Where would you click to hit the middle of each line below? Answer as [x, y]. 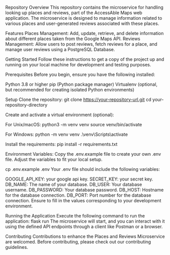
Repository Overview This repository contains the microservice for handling [84, 7]
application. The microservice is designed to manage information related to [84, 18]
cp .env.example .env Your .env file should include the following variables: [83, 169]
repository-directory [26, 105]
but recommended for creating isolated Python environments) [70, 90]
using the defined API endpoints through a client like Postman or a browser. [84, 227]
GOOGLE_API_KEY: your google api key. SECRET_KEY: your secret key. [79, 179]
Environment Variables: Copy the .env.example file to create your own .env [83, 154]
